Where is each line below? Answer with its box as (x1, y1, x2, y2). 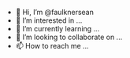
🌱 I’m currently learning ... (15, 24, 100, 33)
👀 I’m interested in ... (15, 16, 83, 25)
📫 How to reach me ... (15, 42, 89, 50)
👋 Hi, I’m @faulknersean (15, 8, 95, 16)
